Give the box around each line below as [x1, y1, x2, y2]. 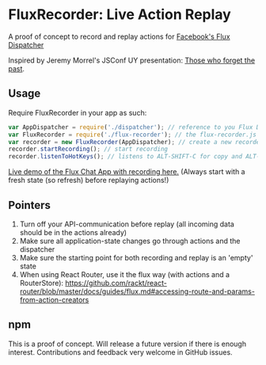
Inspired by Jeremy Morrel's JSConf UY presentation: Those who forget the [8, 55, 256, 65]
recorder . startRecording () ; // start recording [8, 145, 169, 154]
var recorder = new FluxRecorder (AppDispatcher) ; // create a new [8, 138, 232, 146]
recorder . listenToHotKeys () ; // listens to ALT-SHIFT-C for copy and [8, 153, 243, 161]
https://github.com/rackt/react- [65, 278, 168, 287]
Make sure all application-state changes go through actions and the [19, 236, 241, 245]
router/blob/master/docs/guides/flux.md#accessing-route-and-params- [19, 287, 256, 296]
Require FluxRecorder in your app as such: [8, 108, 147, 117]
